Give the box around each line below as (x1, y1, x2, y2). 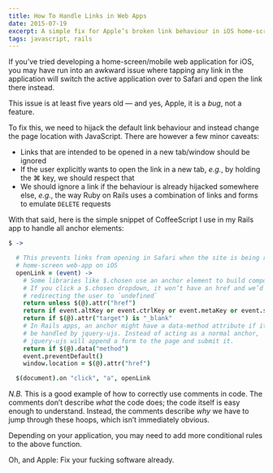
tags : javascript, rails (8, 34, 93, 43)
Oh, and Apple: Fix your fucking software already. (8, 455, 175, 465)
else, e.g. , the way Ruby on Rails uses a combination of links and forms (19, 190, 258, 200)
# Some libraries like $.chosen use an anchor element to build (23, 276, 245, 284)
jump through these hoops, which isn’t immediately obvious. (8, 415, 210, 425)
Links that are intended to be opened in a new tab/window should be (19, 147, 250, 157)
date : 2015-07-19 (8, 20, 67, 28)
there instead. (8, 83, 55, 93)
